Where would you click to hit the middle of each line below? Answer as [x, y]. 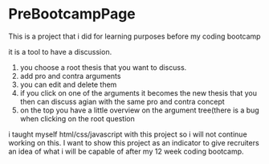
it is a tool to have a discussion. [60, 51]
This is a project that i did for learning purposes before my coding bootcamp [134, 36]
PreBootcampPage [72, 14]
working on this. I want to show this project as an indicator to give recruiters [134, 142]
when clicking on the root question [77, 118]
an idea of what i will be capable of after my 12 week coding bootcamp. [126, 151]
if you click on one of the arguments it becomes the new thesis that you [138, 92]
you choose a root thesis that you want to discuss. [103, 67]
